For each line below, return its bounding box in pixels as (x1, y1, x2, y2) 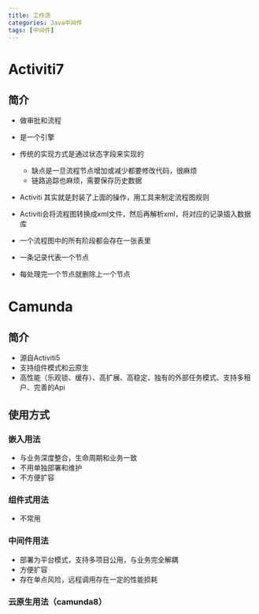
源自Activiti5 (19, 353, 61, 363)
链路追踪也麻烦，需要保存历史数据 (31, 176, 142, 185)
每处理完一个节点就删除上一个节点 (19, 270, 131, 279)
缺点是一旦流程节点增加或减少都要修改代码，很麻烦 (31, 166, 198, 176)
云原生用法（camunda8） (8, 596, 107, 607)
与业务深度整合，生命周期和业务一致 (19, 453, 138, 463)
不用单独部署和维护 (19, 463, 83, 473)
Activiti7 (8, 60, 65, 78)
